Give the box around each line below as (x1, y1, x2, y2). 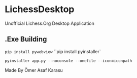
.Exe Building (5, 35, 47, 44)
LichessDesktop (5, 4, 75, 15)
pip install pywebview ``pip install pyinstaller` (5, 48, 101, 54)
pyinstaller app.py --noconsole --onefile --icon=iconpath (5, 58, 132, 63)
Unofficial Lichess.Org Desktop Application (5, 20, 94, 26)
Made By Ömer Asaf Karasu (5, 67, 63, 73)
